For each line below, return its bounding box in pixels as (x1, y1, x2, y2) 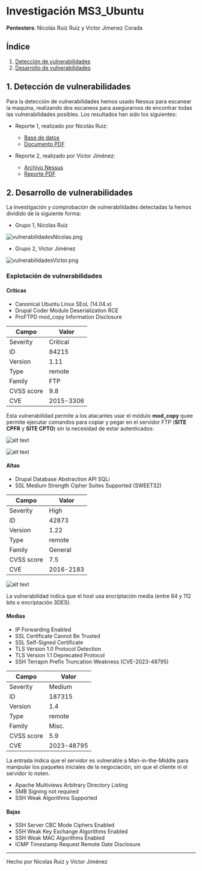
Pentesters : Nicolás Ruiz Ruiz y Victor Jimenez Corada (6, 24, 143, 31)
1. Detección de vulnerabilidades (6, 81, 131, 92)
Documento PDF (23, 140, 65, 147)
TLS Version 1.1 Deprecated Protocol (14, 651, 105, 659)
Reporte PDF (23, 170, 56, 177)
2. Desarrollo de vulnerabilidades (6, 187, 133, 197)
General (49, 545, 72, 554)
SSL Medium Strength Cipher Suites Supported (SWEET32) (14, 482, 162, 489)
